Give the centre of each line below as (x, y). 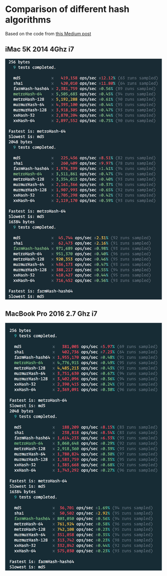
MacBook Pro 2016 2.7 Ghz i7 (51, 313)
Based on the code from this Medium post (48, 33)
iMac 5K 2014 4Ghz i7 (40, 49)
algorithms (28, 20)
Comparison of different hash (67, 9)
